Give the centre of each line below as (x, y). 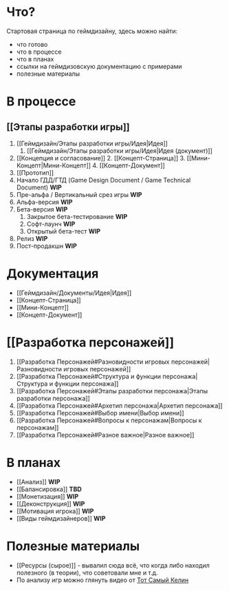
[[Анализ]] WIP (38, 481)
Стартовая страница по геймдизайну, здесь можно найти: (92, 31)
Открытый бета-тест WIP (64, 231)
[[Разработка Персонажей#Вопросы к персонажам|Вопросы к (109, 420)
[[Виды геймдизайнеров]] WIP (61, 518)
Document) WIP (39, 187)
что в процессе (39, 52)
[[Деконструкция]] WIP (51, 504)
